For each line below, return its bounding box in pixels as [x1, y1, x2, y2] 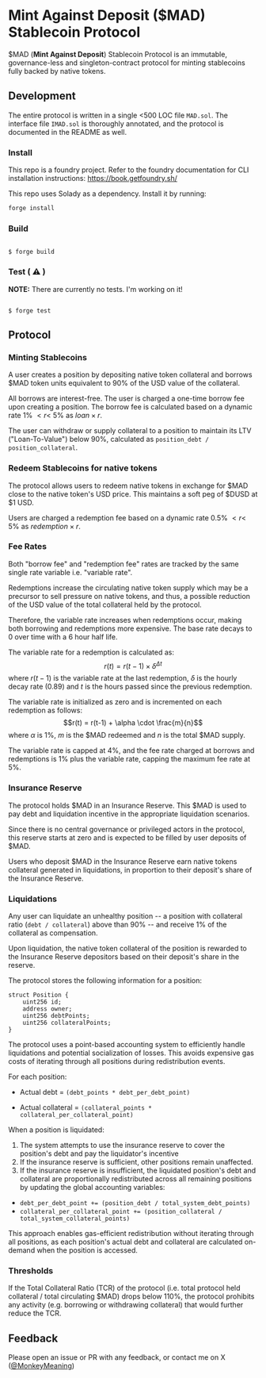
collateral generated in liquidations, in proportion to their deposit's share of [8, 865, 253, 874]
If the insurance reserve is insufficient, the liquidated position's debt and [19, 1165, 256, 1176]
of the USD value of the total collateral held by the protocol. [8, 600, 202, 609]
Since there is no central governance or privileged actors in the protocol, [8, 824, 245, 834]
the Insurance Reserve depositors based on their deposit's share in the [8, 952, 240, 962]
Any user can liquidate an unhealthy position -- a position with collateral [8, 912, 243, 921]
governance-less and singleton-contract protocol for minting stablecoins [8, 58, 245, 67]
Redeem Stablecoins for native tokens [8, 463, 158, 474]
